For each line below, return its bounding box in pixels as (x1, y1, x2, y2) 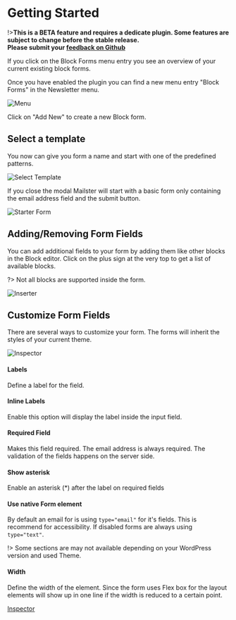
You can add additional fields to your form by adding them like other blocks (7, 246, 225, 255)
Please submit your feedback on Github (7, 43, 125, 51)
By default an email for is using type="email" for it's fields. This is (7, 515, 197, 524)
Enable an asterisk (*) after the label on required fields (7, 483, 165, 492)
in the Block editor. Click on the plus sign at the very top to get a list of (7, 254, 211, 262)
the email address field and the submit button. (7, 194, 141, 202)
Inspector (7, 604, 35, 613)
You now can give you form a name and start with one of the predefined (7, 151, 216, 160)
